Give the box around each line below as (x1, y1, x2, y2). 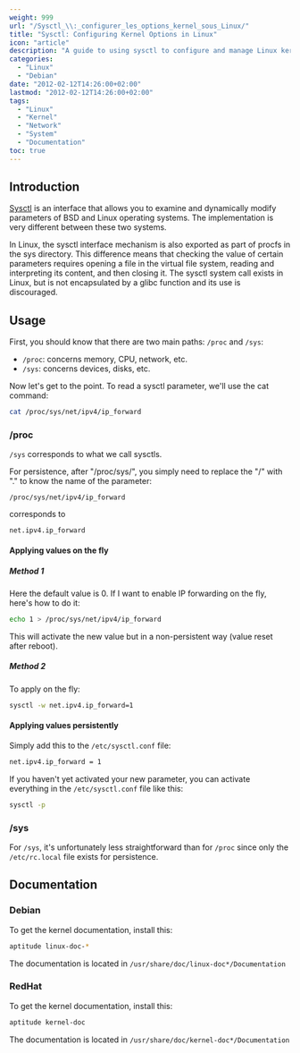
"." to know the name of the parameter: (9, 476, 152, 487)
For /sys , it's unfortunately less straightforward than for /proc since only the (9, 842, 288, 853)
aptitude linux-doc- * (9, 941, 90, 951)
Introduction (9, 180, 80, 195)
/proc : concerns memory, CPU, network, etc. (21, 354, 187, 365)
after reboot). (9, 641, 58, 651)
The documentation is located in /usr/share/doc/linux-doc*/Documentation (9, 958, 286, 969)
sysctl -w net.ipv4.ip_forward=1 (9, 701, 134, 709)
